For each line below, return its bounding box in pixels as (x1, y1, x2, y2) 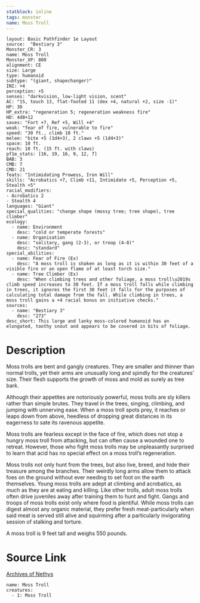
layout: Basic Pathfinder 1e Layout (6, 36, 97, 42)
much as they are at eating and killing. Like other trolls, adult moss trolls (6, 487, 183, 494)
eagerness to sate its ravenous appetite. (6, 419, 106, 426)
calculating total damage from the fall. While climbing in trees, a (6, 292, 183, 299)
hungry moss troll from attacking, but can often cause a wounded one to (6, 437, 184, 444)
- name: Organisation (11, 235, 66, 241)
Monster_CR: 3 (6, 47, 42, 53)
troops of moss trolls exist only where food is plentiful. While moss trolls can (6, 499, 194, 506)
